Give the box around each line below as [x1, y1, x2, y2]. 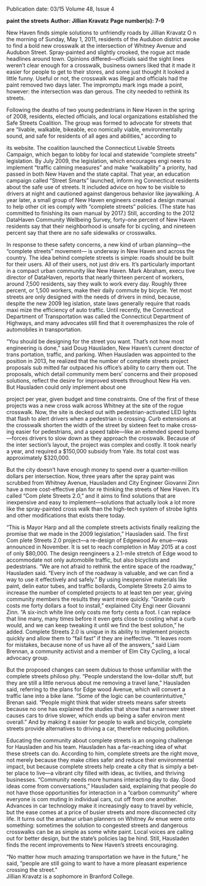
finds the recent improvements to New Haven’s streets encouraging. [6, 841, 179, 849]
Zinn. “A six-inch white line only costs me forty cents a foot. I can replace [6, 608, 191, 616]
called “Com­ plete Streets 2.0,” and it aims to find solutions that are [6, 492, 176, 500]
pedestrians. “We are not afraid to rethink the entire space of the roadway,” [6, 563, 196, 570]
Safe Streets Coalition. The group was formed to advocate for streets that [6, 119, 192, 127]
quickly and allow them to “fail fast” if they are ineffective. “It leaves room [6, 635, 192, 641]
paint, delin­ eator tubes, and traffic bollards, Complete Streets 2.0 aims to [6, 582, 192, 589]
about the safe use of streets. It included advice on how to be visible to [6, 184, 186, 190]
